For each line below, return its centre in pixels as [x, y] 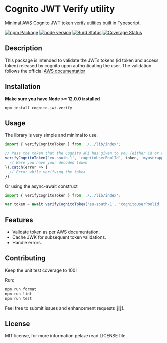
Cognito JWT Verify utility [60, 9]
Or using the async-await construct [42, 186]
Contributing [25, 258]
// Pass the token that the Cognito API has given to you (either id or [82, 153]
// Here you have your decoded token [49, 163]
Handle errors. [27, 243]
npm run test [19, 298]
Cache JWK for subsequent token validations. [59, 237]
